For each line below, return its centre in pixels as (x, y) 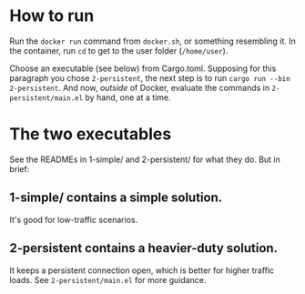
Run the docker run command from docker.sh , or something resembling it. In (152, 41)
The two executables (91, 134)
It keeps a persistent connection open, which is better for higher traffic (142, 270)
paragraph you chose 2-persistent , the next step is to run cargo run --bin (150, 77)
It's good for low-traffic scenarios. (74, 219)
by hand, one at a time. (128, 97)
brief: (20, 168)
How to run (52, 16)
